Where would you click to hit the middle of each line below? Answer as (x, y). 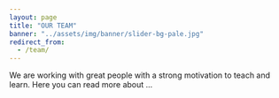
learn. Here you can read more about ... (81, 85)
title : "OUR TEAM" (43, 26)
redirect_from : (37, 42)
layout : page (33, 17)
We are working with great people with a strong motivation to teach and (140, 75)
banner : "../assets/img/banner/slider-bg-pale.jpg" (106, 34)
